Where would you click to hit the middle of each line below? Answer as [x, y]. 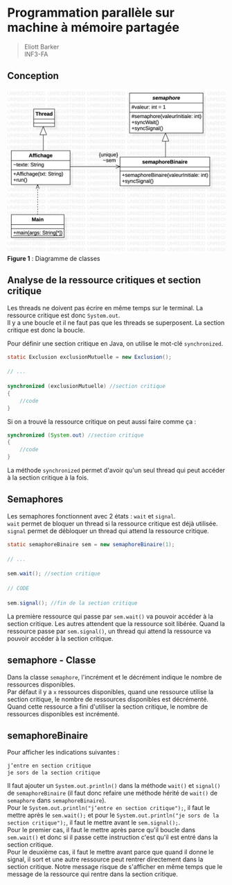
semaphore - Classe [52, 660]
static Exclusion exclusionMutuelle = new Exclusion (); [89, 357]
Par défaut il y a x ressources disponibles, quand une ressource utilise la [110, 691]
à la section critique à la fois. [48, 478]
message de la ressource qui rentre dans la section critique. [92, 874]
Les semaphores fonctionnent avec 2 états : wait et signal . [91, 516]
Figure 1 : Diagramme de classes [54, 258]
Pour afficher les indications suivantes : [63, 752]
